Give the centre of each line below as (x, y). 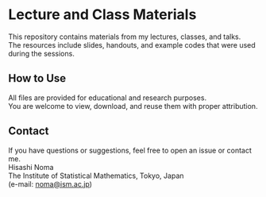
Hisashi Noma (31, 167)
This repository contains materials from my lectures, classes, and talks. (125, 37)
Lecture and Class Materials (102, 15)
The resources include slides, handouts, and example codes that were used (132, 44)
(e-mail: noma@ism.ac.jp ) (50, 183)
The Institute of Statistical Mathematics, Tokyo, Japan (96, 176)
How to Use (37, 78)
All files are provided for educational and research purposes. (108, 98)
